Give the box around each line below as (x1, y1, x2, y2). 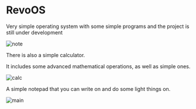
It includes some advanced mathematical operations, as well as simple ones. (6, 62, 191, 70)
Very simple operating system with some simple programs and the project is (6, 23, 190, 30)
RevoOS (6, 3, 46, 17)
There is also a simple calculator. (6, 51, 85, 58)
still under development (6, 29, 63, 36)
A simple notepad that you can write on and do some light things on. (6, 85, 171, 92)
